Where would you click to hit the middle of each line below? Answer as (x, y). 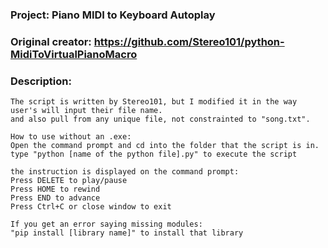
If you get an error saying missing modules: (106, 224)
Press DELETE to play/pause (69, 181)
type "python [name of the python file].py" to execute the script (154, 154)
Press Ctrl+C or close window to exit (91, 207)
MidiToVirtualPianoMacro (74, 54)
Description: (41, 81)
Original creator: (51, 41)
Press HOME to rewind (55, 189)
